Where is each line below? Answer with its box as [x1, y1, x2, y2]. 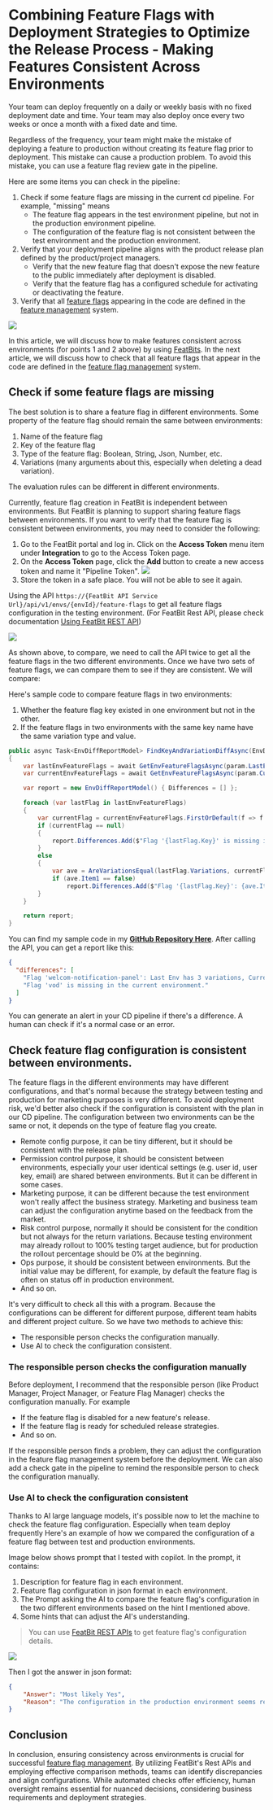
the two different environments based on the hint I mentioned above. [19, 1602, 250, 1612]
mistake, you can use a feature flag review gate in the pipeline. [8, 160, 218, 170]
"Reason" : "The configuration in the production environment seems [23, 1698, 256, 1706]
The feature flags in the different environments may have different [8, 1078, 229, 1087]
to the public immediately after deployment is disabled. [32, 270, 217, 280]
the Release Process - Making [8, 41, 214, 59]
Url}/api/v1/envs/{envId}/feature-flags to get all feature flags [8, 599, 222, 609]
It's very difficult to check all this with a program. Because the [8, 1300, 216, 1309]
